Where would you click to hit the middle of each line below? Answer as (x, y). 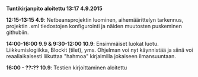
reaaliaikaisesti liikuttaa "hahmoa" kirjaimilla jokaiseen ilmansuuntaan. (91, 56)
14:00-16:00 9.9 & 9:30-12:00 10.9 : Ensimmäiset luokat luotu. (82, 44)
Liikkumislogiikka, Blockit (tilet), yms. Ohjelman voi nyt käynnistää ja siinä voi (100, 50)
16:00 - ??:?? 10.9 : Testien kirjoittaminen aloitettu (67, 68)
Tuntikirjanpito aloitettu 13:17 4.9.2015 (54, 9)
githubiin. (17, 32)
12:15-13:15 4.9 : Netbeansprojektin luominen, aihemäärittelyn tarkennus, (95, 20)
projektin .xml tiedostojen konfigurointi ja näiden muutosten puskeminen (94, 26)
